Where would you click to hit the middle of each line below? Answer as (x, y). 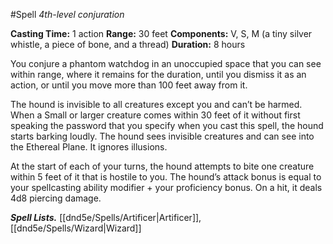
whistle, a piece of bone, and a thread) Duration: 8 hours (128, 44)
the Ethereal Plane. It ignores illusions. (89, 147)
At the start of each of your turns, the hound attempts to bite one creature (162, 166)
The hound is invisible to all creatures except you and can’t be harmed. (156, 104)
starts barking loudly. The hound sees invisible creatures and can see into (162, 136)
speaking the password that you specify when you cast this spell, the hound (167, 125)
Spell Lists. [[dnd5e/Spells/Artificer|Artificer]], (106, 217)
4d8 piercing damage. (56, 198)
